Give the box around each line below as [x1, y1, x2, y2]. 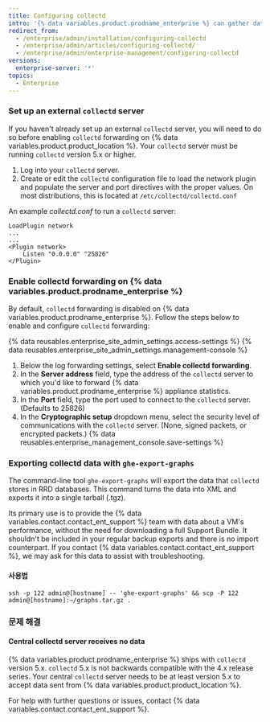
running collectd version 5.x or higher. [8, 150, 137, 159]
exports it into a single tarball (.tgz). [8, 493, 126, 503]
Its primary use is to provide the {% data [8, 508, 142, 519]
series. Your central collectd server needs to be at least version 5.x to [8, 671, 241, 681]
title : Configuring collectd [8, 11, 106, 20]
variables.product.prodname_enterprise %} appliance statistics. [19, 387, 231, 396]
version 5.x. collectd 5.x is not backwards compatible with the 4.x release [8, 663, 254, 672]
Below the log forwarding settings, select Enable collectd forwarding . [19, 361, 252, 371]
